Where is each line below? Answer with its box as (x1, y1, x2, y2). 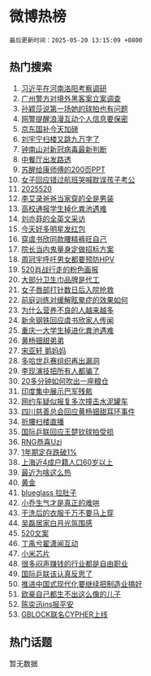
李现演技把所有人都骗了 (20, 366, 100, 376)
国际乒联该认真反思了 (20, 569, 93, 579)
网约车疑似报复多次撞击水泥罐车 (20, 396, 128, 406)
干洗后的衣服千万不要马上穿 (20, 508, 114, 518)
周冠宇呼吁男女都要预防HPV (20, 254, 114, 264)
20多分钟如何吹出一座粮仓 (20, 376, 109, 385)
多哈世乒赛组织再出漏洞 (20, 355, 100, 365)
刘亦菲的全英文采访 (20, 213, 86, 223)
